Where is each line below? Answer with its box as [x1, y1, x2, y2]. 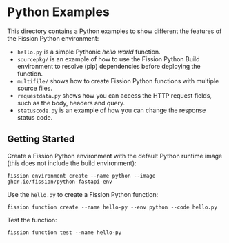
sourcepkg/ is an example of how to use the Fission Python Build [17, 54, 200, 63]
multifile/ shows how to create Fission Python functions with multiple [17, 76, 219, 85]
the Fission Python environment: [7, 34, 99, 42]
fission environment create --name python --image [7, 172, 156, 179]
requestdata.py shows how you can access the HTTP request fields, [17, 91, 212, 100]
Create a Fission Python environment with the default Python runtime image [7, 151, 223, 160]
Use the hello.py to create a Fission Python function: [7, 190, 159, 198]
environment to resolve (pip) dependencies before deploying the [17, 62, 201, 70]
